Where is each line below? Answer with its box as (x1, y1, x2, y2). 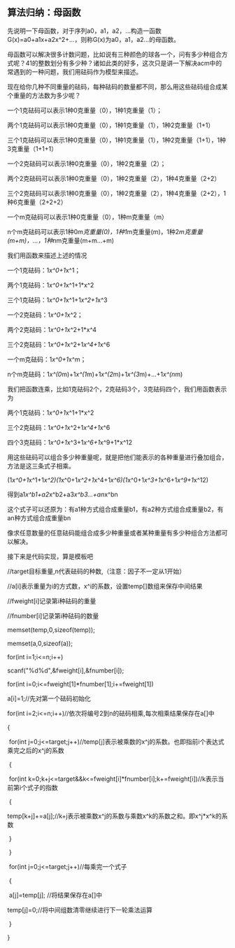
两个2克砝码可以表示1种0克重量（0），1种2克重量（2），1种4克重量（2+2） (7, 174, 221, 182)
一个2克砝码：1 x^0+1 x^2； (7, 310, 84, 319)
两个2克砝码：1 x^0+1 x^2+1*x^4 (7, 325, 97, 333)
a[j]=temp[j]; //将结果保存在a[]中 (8, 891, 103, 899)
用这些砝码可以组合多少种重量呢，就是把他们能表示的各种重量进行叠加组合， (7, 453, 228, 461)
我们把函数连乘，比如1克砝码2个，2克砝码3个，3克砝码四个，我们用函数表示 (7, 385, 227, 393)
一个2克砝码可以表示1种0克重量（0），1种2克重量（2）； (7, 159, 166, 168)
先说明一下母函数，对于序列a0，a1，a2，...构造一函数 (7, 27, 162, 35)
